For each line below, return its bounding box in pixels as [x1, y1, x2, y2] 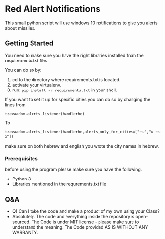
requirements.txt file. [5, 58, 48, 63]
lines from [5, 102, 26, 108]
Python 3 [12, 176, 31, 182]
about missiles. [5, 25, 36, 30]
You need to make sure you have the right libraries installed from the [5, 52, 144, 58]
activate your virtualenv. [12, 82, 62, 88]
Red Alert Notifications [5, 3, 101, 15]
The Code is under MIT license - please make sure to [31, 219, 139, 225]
